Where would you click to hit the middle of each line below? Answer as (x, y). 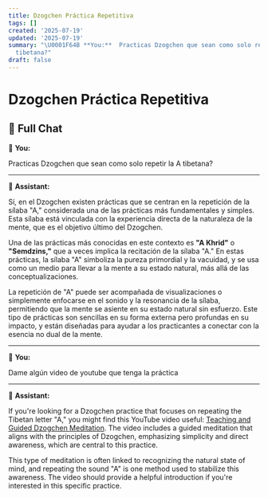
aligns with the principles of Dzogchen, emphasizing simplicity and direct (128, 436)
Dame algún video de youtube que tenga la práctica (93, 372)
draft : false (30, 61)
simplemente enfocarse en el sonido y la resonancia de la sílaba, (114, 300)
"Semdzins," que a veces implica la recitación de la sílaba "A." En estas (126, 251)
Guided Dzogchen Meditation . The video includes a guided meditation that (130, 428)
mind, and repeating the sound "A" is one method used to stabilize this (124, 469)
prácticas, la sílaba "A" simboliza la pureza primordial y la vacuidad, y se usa (134, 259)
